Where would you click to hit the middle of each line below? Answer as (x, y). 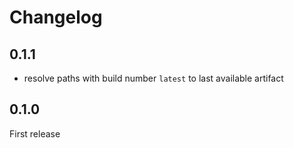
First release (35, 133)
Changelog (56, 17)
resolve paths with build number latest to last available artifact (153, 78)
